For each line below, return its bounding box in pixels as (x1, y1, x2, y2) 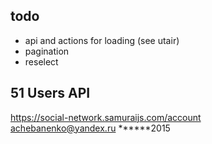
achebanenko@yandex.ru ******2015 (10, 122, 171, 134)
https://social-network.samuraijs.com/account (10, 111, 202, 123)
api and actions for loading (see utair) (24, 34, 180, 46)
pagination (24, 45, 70, 57)
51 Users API (10, 85, 91, 102)
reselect (24, 55, 59, 68)
